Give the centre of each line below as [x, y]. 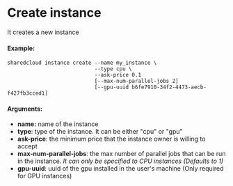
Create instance [54, 13]
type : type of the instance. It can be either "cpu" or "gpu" [100, 132]
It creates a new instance [43, 32]
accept [27, 146]
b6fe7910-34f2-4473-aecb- [169, 87]
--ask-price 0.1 [118, 75]
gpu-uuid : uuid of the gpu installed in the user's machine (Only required [120, 169]
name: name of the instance [58, 124]
